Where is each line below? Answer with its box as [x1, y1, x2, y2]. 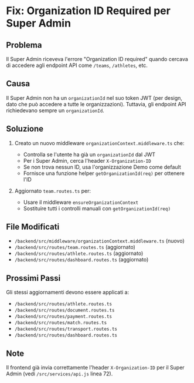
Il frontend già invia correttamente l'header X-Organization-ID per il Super [6, 364, 185, 371]
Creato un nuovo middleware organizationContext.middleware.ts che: [14, 139, 185, 146]
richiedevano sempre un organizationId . [6, 107, 104, 114]
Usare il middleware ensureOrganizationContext [23, 199, 139, 206]
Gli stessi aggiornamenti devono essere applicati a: [6, 289, 130, 296]
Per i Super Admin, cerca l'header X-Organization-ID [23, 157, 151, 164]
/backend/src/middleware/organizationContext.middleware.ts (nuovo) [14, 237, 185, 244]
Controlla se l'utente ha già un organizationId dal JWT [23, 151, 155, 158]
